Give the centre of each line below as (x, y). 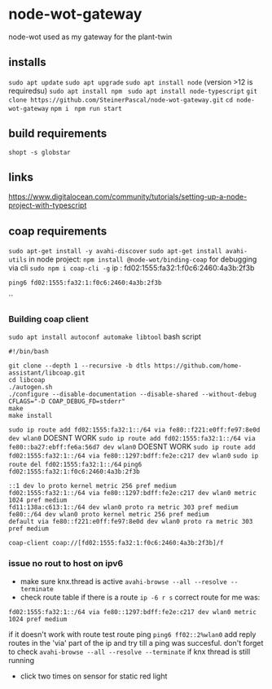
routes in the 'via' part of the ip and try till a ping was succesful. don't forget (136, 643)
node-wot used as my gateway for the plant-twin (90, 37)
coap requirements (58, 231)
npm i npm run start (86, 108)
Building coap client (48, 319)
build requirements (58, 134)
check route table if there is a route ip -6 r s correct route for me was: (140, 597)
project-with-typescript (48, 205)
